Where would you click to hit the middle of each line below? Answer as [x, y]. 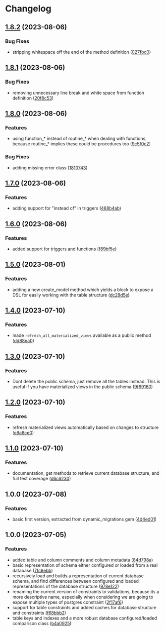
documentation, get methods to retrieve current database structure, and [86, 473]
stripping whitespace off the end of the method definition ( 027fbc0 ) [82, 52]
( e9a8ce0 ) [23, 432]
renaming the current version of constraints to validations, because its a [86, 591]
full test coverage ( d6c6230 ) [42, 479]
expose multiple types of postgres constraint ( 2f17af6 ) [68, 602]
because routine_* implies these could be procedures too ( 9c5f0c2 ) [82, 144]
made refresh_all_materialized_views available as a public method [82, 335]
